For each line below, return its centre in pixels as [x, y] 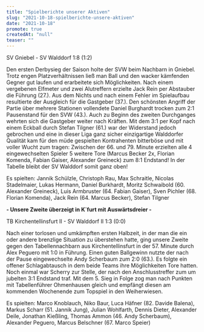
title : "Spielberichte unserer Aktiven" [58, 12]
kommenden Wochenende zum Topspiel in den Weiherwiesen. [85, 291]
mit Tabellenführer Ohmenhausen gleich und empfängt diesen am [89, 285]
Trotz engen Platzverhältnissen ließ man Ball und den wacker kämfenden [98, 76]
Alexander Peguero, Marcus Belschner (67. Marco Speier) [79, 323]
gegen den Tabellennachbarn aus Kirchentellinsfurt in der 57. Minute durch [100, 246]
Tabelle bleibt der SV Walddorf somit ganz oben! [67, 166]
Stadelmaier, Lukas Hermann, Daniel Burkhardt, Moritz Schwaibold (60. [96, 185]
